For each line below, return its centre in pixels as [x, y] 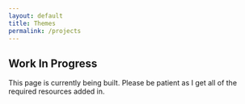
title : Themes [32, 23]
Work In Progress [53, 63]
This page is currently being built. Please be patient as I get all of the [122, 83]
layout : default [36, 16]
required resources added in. [57, 92]
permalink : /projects [45, 31]
